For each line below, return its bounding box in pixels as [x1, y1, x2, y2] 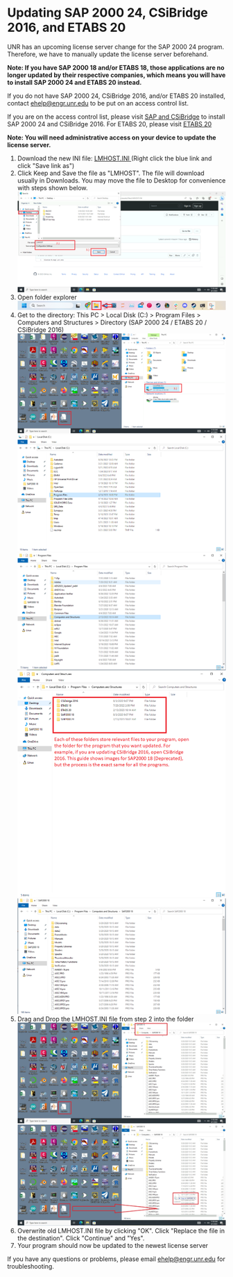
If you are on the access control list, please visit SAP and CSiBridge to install [7, 112, 225, 121]
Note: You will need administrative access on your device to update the [7, 133, 216, 142]
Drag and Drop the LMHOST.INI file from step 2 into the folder [17, 1015, 194, 1024]
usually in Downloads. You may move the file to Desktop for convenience [17, 176, 226, 185]
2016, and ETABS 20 [7, 19, 126, 35]
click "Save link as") [17, 161, 75, 169]
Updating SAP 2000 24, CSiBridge [7, 5, 208, 21]
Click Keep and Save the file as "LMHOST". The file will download [17, 169, 205, 177]
